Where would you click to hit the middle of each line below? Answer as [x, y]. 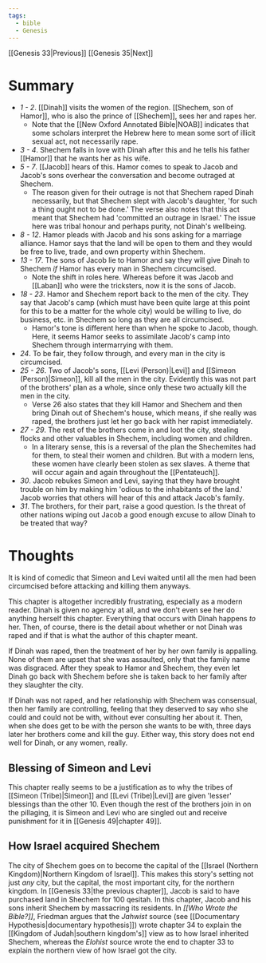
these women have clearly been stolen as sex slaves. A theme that [141, 464]
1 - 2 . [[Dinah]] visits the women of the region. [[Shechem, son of [126, 108]
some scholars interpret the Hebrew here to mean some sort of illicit [144, 133]
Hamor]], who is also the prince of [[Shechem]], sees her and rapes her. [138, 116]
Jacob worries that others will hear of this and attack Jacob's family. [132, 498]
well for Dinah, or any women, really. [68, 743]
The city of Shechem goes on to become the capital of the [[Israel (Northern [133, 865]
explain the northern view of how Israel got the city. [93, 950]
